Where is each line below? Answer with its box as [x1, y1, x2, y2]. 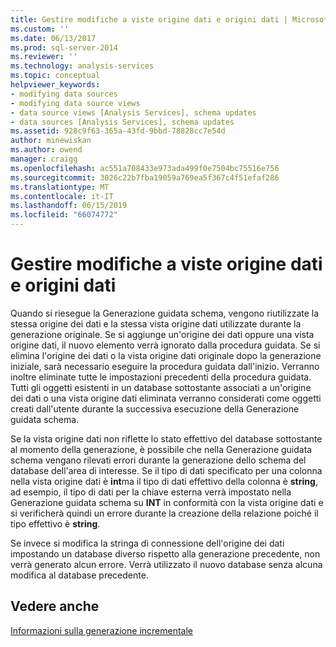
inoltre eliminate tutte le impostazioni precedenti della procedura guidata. [10, 371, 312, 383]
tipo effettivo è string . [10, 517, 101, 530]
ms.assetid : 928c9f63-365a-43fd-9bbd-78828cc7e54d [10, 126, 226, 136]
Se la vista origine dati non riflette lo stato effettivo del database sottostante [10, 432, 323, 445]
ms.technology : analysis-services [10, 61, 155, 71]
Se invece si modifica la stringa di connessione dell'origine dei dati [10, 537, 285, 549]
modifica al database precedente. [10, 569, 149, 581]
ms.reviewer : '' [10, 52, 78, 62]
